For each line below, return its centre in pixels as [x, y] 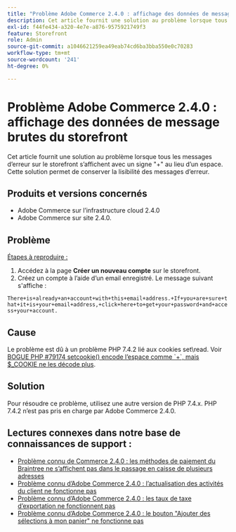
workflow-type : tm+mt [39, 53]
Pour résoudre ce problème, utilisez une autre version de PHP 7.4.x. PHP [112, 403]
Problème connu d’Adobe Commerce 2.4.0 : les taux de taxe [104, 498]
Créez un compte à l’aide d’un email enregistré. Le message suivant [115, 278]
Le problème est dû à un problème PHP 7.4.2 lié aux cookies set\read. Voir [115, 349]
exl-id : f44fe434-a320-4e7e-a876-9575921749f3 [77, 27]
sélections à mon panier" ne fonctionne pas [80, 521]
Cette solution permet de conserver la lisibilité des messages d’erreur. [109, 171]
